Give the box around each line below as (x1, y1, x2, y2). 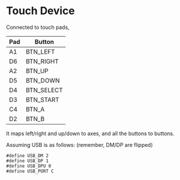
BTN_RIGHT (25, 57, 59, 66)
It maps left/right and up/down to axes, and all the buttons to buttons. (6, 130, 175, 137)
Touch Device (6, 4, 75, 18)
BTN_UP (25, 67, 49, 75)
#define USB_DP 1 (6, 158, 49, 163)
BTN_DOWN (25, 76, 60, 84)
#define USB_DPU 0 (6, 163, 51, 169)
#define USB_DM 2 (6, 152, 49, 159)
